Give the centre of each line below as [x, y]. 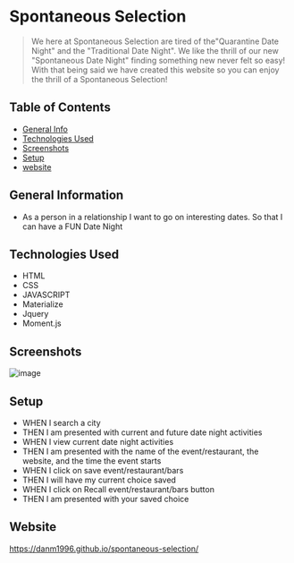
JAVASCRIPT [46, 295]
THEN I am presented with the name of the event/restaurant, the [140, 451]
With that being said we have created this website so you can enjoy [155, 70]
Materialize [43, 304]
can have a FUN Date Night [72, 226]
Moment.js [42, 323]
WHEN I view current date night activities [98, 442]
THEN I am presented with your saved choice [105, 499]
